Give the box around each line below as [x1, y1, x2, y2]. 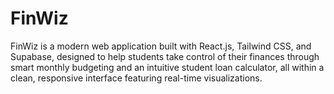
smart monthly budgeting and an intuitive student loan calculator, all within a [10, 61, 325, 73]
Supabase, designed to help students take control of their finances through [10, 50, 320, 62]
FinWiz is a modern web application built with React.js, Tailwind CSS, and [10, 40, 312, 52]
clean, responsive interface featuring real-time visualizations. [10, 72, 263, 84]
